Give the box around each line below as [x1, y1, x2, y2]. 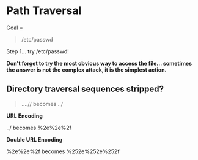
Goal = [6, 24, 23, 31]
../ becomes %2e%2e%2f [6, 124, 72, 131]
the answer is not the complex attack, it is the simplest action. [6, 66, 167, 74]
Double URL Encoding [6, 135, 63, 143]
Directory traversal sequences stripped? [6, 84, 164, 94]
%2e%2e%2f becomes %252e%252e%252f [6, 148, 120, 155]
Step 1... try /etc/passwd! [6, 47, 69, 55]
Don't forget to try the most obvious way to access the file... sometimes [6, 59, 193, 67]
